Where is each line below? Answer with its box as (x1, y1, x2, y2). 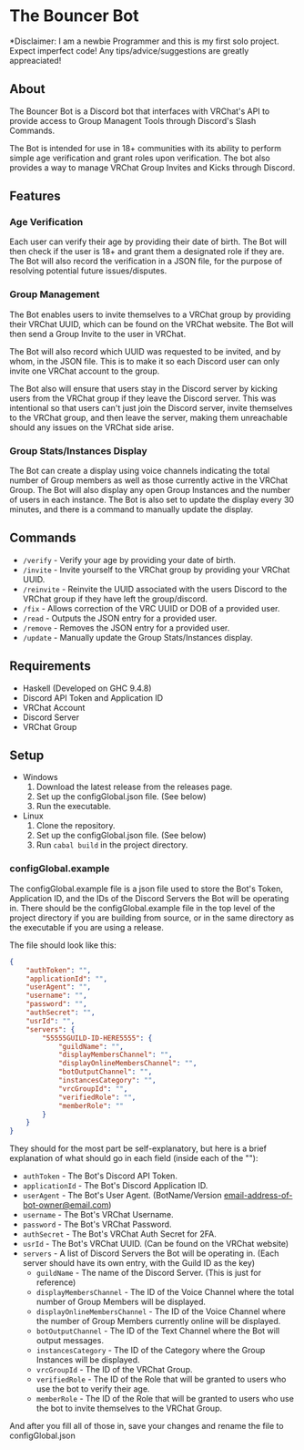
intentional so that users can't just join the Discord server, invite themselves (9, 402, 293, 413)
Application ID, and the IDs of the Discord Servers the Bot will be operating (9, 892, 289, 903)
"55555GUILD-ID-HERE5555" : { (42, 1034, 153, 1043)
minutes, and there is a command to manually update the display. (9, 504, 254, 515)
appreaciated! (9, 55, 62, 66)
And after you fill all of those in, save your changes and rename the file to (9, 1421, 284, 1432)
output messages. (35, 1335, 105, 1346)
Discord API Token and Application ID (22, 692, 164, 703)
